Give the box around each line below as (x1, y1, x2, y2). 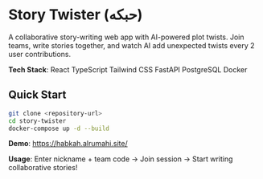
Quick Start (8, 88, 67, 102)
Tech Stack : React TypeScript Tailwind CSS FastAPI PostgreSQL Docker (8, 64, 248, 74)
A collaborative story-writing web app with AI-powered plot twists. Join (8, 32, 245, 42)
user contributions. (8, 49, 71, 59)
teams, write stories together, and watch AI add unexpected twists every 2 (8, 40, 255, 50)
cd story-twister (8, 116, 67, 125)
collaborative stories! (8, 163, 78, 173)
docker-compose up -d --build (8, 124, 110, 132)
